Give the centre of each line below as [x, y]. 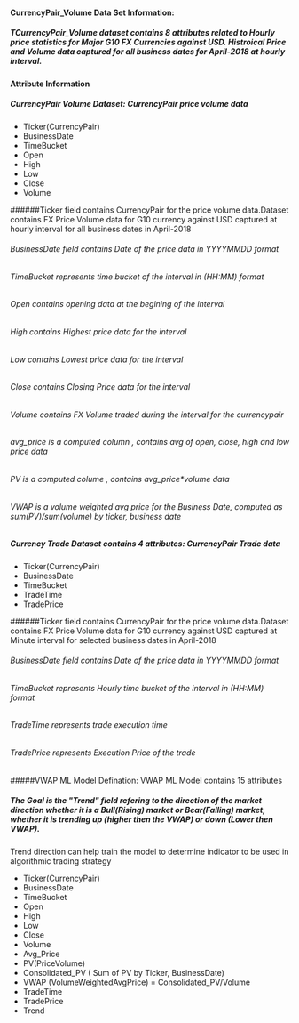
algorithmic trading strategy [61, 861]
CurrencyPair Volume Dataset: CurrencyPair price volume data [129, 104]
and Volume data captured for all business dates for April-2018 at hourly [148, 52]
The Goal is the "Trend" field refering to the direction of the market [136, 801]
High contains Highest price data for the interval [98, 331]
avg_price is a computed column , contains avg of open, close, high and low [150, 442]
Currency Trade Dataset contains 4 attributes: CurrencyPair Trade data [146, 544]
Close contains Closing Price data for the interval [100, 387]
